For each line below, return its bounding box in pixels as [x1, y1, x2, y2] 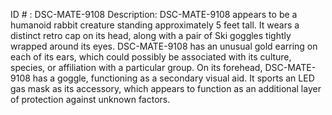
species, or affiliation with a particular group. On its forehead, [10, 62, 263, 73]
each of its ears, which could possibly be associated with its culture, [10, 51, 292, 63]
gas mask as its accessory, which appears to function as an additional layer [10, 83, 322, 94]
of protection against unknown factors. [10, 94, 171, 105]
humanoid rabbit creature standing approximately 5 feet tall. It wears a [10, 19, 300, 31]
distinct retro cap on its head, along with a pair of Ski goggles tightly [10, 30, 292, 41]
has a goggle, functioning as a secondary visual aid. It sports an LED [32, 72, 315, 84]
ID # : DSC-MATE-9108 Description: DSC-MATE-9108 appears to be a [10, 9, 298, 20]
